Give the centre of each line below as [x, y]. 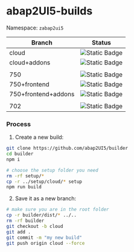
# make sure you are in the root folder [58, 210]
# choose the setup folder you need [52, 170]
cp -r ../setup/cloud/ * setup [44, 182]
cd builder [20, 154]
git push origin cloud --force [46, 243]
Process [19, 124]
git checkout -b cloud [35, 226]
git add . [19, 232]
